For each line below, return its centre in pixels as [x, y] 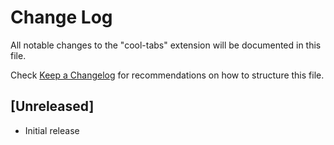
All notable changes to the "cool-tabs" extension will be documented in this [166, 45]
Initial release [52, 130]
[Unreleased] [52, 106]
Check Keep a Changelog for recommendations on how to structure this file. [167, 75]
